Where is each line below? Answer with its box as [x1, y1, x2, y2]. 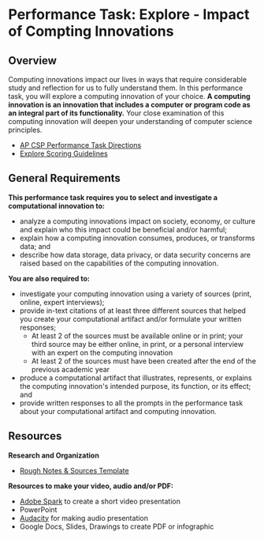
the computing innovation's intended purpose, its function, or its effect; [19, 381, 251, 390]
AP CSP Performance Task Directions [19, 141, 142, 149]
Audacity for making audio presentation [19, 513, 148, 522]
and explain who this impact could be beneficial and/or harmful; [19, 224, 227, 234]
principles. [8, 125, 43, 134]
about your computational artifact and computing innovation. [19, 406, 217, 416]
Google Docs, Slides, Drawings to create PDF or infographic [19, 522, 214, 531]
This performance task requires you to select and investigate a [8, 192, 218, 202]
